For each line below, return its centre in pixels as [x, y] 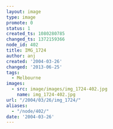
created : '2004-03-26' [34, 61]
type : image [21, 17]
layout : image [24, 12]
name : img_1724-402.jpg [46, 95]
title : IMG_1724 [26, 51]
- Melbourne [26, 78]
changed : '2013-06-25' [34, 67]
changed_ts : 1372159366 [36, 39]
